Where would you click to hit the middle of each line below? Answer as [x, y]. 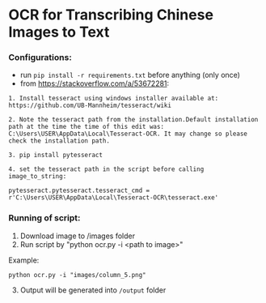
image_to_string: [38, 177]
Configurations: [40, 58]
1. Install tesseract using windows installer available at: [114, 99]
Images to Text [59, 32]
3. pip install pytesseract [56, 156]
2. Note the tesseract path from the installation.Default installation [133, 120]
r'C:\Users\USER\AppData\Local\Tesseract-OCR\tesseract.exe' [114, 198]
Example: [24, 260]
